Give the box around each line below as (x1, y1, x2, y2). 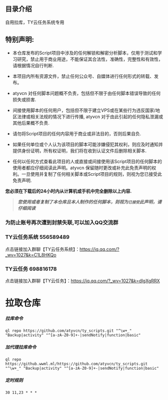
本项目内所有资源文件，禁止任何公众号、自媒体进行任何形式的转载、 (12, 73, 154, 79)
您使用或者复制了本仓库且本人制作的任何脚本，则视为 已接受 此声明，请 (17, 198, 162, 205)
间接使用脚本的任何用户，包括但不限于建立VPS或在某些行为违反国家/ (12, 107, 156, 113)
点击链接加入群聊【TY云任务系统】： (5, 246, 80, 252)
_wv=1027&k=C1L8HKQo (5, 252, 57, 258)
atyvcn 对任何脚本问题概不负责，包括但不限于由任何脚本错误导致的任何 (12, 90, 161, 96)
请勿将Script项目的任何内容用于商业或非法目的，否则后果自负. (12, 130, 141, 136)
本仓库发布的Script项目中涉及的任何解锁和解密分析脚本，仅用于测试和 (12, 49, 158, 56)
